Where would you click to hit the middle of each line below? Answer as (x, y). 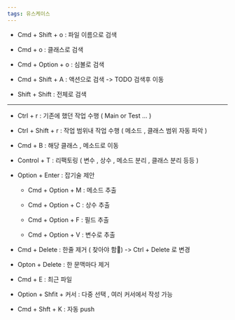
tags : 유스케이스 (29, 14)
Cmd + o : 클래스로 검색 (50, 49)
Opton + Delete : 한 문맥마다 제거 (63, 264)
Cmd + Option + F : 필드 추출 (69, 220)
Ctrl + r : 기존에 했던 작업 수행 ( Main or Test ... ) (84, 116)
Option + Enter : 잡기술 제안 (56, 175)
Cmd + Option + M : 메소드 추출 (72, 190)
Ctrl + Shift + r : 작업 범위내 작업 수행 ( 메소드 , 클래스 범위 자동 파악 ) (112, 130)
